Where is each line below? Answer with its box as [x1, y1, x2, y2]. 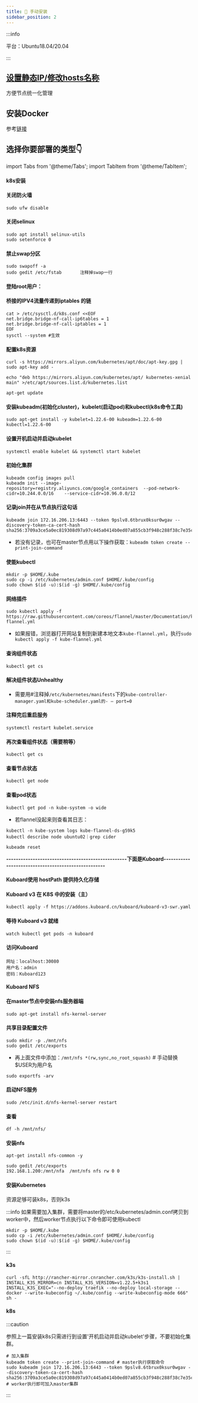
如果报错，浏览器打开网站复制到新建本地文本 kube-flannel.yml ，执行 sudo [14, 630, 192, 637]
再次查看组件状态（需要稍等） [6, 738, 78, 745]
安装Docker [6, 108, 49, 118]
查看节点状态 [6, 765, 37, 772]
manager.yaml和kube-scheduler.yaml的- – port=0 [14, 698, 133, 704]
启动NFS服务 [6, 1086, 38, 1094]
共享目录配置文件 [6, 1024, 48, 1032]
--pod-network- [143, 485, 181, 491]
